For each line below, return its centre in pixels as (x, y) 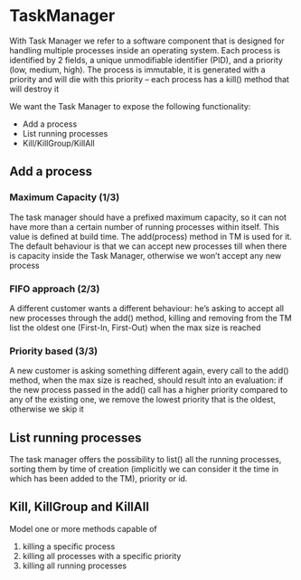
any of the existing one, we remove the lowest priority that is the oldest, (143, 400)
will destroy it (34, 89)
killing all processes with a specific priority (102, 556)
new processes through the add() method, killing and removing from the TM (150, 318)
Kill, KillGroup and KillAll (79, 507)
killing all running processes (75, 566)
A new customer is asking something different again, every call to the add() (149, 371)
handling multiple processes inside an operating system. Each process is (145, 50)
